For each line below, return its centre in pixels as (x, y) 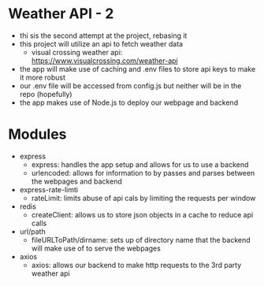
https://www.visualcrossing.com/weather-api (105, 61)
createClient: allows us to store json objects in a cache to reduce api (142, 214)
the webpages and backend (76, 181)
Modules (37, 134)
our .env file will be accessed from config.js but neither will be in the (130, 85)
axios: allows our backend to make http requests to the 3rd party (136, 265)
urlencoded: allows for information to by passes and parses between (143, 173)
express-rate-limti (49, 189)
